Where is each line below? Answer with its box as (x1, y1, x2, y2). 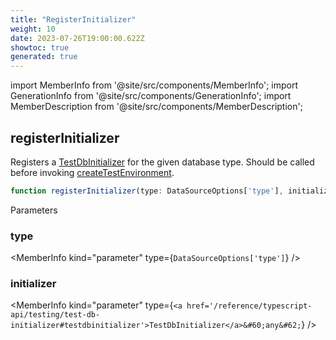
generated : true (10, 52, 78, 62)
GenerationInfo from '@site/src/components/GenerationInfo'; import (10, 90, 292, 102)
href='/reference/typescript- (186, 301, 313, 311)
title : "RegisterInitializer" (10, 14, 137, 25)
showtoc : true (10, 42, 70, 53)
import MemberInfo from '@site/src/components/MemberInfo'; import (10, 79, 299, 91)
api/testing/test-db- (10, 310, 101, 320)
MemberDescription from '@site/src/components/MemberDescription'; (10, 101, 303, 113)
